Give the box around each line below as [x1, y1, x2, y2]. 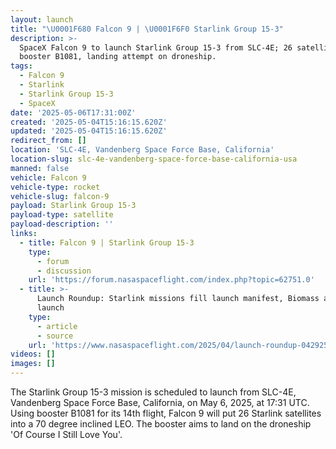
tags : [10, 61, 33, 71]
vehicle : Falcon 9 [10, 172, 87, 183]
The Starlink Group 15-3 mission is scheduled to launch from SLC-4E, [10, 386, 297, 398]
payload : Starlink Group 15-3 [10, 201, 137, 211]
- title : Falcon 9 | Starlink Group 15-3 [19, 237, 195, 248]
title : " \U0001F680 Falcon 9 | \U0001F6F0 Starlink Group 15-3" [10, 24, 284, 34]
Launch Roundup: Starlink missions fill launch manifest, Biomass [36, 294, 320, 304]
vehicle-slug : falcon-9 [10, 191, 110, 201]
